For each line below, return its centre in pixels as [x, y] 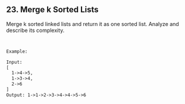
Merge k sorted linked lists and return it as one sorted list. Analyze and [93, 24]
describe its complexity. [35, 30]
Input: [14, 62]
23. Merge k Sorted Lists [53, 10]
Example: [17, 51]
